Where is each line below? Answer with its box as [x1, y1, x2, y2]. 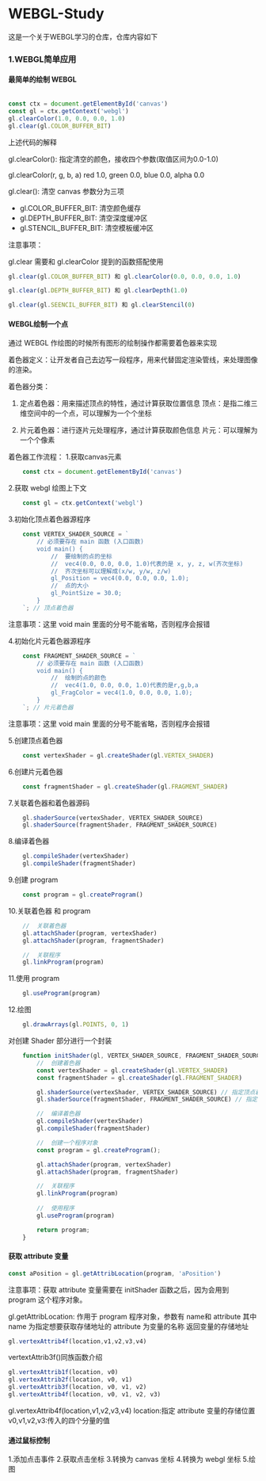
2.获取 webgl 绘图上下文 [8, 483, 87, 493]
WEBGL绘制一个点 [8, 319, 69, 329]
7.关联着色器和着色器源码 [8, 798, 90, 807]
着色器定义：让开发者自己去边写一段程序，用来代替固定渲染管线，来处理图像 [8, 355, 258, 365]
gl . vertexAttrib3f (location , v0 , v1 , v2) [8, 1384, 147, 1391]
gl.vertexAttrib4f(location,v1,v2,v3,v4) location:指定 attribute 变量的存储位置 [8, 1406, 256, 1415]
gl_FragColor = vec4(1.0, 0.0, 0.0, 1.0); [50, 689, 193, 697]
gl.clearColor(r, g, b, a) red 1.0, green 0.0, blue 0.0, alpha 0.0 [8, 170, 205, 179]
